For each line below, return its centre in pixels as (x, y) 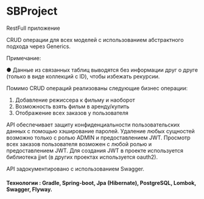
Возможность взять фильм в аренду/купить (72, 106)
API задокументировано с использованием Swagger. (76, 169)
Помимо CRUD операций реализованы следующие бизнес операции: (97, 88)
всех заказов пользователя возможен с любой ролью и (79, 144)
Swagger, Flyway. (30, 189)
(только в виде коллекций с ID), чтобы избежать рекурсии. (83, 76)
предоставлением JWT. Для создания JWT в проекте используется (95, 150)
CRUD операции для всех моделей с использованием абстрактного (95, 40)
